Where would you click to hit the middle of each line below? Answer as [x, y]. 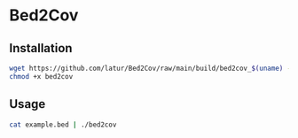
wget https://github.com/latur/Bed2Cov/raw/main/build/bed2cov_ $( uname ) [146, 68]
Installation [41, 48]
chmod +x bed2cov [41, 76]
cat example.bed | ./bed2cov [63, 125]
